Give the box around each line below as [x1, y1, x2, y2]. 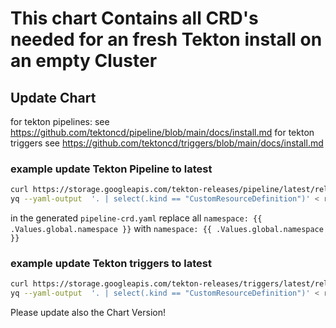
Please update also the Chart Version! [10, 307, 166, 319]
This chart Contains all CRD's [10, 7, 259, 30]
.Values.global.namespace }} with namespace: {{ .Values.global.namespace [10, 223, 324, 235]
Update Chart [10, 89, 97, 106]
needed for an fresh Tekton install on [10, 28, 323, 51]
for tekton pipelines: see [10, 116, 110, 127]
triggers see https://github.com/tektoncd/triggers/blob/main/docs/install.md [10, 137, 324, 149]
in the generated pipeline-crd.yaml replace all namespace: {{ [10, 212, 263, 224]
